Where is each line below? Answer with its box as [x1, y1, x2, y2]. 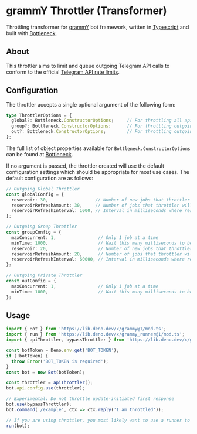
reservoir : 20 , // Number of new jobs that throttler [11, 245, 193, 251]
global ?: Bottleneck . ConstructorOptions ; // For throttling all [11, 118, 182, 124]
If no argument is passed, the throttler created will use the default [6, 162, 165, 169]
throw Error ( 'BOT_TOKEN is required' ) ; [11, 358, 109, 364]
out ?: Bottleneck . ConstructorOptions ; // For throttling [11, 129, 172, 135]
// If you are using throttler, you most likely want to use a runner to [6, 417, 191, 423]
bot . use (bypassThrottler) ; [6, 401, 72, 407]
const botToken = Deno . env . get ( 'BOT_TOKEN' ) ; [6, 347, 119, 353]
